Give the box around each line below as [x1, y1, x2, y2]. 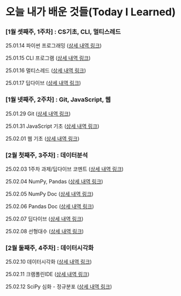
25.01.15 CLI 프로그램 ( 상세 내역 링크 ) [5, 55, 91, 62]
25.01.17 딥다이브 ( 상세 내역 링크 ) [5, 80, 81, 87]
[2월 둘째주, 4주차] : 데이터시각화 [5, 244, 94, 252]
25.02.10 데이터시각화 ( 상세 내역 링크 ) [5, 258, 92, 266]
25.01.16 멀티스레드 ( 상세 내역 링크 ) [5, 67, 86, 74]
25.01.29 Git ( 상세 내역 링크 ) [5, 110, 71, 117]
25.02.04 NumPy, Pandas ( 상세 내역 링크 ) [5, 178, 104, 185]
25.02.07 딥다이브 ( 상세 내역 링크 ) [5, 215, 84, 223]
